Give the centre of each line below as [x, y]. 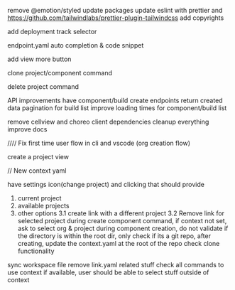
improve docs [27, 129]
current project [39, 198]
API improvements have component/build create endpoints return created [115, 100]
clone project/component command [60, 73]
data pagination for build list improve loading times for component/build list [117, 108]
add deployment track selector [52, 32]
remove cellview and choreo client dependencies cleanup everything [108, 122]
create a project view [38, 157]
